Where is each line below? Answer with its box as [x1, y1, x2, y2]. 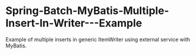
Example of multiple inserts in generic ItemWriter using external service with [5, 36, 191, 43]
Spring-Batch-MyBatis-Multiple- [5, 4, 170, 18]
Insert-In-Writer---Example [5, 16, 142, 30]
